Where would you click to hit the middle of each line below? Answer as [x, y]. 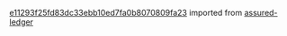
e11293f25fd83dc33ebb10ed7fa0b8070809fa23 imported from [126, 13]
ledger [22, 22]
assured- [261, 13]
